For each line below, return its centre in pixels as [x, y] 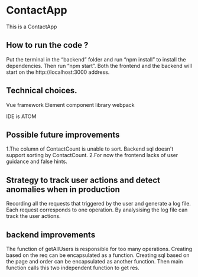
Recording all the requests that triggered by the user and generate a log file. [98, 204]
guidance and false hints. [37, 162]
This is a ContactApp [32, 27]
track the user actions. [33, 216]
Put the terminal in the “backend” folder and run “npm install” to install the [96, 59]
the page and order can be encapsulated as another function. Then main [95, 261]
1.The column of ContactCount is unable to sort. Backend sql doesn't [90, 149]
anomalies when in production [63, 189]
